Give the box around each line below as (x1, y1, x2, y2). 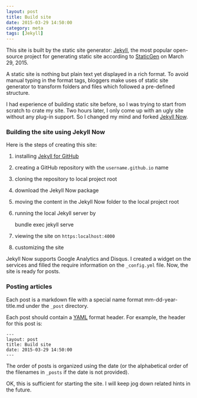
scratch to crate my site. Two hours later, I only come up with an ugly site (6, 107, 184, 114)
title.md (6, 302, 25, 309)
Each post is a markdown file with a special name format (6, 296, 143, 303)
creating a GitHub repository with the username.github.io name (14, 164, 169, 171)
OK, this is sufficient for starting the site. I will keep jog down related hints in (6, 380, 191, 387)
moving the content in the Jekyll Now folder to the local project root (14, 198, 179, 205)
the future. (6, 386, 32, 393)
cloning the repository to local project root (14, 175, 117, 183)
